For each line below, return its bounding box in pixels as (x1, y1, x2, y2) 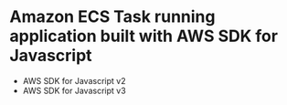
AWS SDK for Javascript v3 (22, 85, 126, 96)
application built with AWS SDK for (9, 26, 279, 47)
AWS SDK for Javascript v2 (22, 75, 126, 86)
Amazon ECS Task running (9, 6, 216, 27)
